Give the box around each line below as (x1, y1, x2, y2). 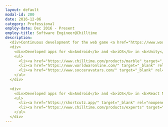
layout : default (5, 7, 39, 12)
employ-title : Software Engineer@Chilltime (5, 30, 97, 35)
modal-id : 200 (5, 12, 35, 17)
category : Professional (5, 21, 55, 26)
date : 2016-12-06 (5, 16, 41, 21)
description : (5, 35, 32, 40)
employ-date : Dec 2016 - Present (5, 26, 75, 31)
